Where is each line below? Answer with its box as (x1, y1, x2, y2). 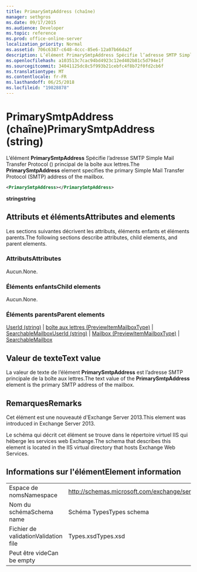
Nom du (9, 501, 31, 509)
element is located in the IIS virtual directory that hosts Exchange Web (6, 444, 176, 451)
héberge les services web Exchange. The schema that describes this (6, 438, 171, 445)
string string (6, 195, 36, 202)
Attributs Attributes (6, 254, 62, 263)
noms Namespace (9, 491, 57, 499)
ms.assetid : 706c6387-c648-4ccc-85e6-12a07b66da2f (6, 47, 133, 53)
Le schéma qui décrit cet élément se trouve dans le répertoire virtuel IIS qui (6, 431, 188, 438)
